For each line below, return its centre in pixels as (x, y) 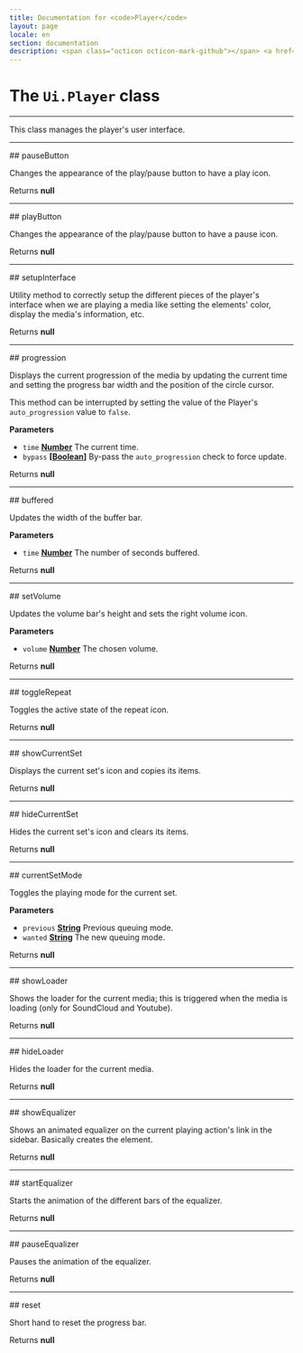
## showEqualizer (43, 1113)
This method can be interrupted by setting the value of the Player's (134, 402)
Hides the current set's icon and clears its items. (99, 832)
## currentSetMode (46, 875)
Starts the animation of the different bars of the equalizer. (116, 1201)
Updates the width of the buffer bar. (76, 518)
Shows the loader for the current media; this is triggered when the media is (149, 999)
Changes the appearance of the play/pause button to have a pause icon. (143, 234)
